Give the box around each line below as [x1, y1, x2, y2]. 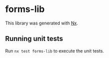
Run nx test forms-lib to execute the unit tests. [5, 47, 105, 53]
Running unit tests [5, 34, 63, 43]
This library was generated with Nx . [5, 20, 78, 26]
